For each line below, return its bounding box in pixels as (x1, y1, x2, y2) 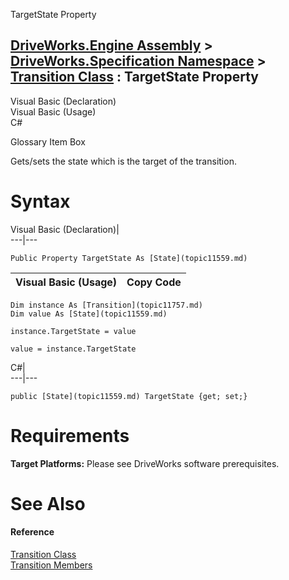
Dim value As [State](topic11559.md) (10, 309, 168, 319)
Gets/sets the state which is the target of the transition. (10, 155, 237, 167)
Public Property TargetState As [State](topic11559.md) (10, 253, 248, 263)
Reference (10, 526, 55, 538)
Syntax (10, 190, 71, 213)
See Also (10, 492, 86, 515)
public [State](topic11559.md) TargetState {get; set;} (10, 391, 248, 401)
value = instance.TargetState (10, 344, 137, 354)
